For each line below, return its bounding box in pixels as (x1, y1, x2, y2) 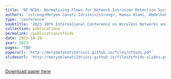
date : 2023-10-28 (5, 36, 42, 41)
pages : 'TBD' (5, 45, 33, 50)
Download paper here (5, 68, 51, 74)
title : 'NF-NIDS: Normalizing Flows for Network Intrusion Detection (5, 7, 156, 13)
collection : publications (5, 26, 60, 31)
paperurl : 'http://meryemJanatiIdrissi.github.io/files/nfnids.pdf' (5, 50, 154, 55)
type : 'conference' (5, 17, 47, 22)
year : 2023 (5, 41, 28, 46)
